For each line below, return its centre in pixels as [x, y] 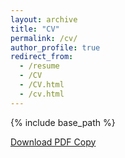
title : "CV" [35, 29]
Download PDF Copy [53, 142]
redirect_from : [42, 57]
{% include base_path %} [63, 122]
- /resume [39, 66]
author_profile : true [55, 47]
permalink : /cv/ [44, 38]
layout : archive [44, 19]
